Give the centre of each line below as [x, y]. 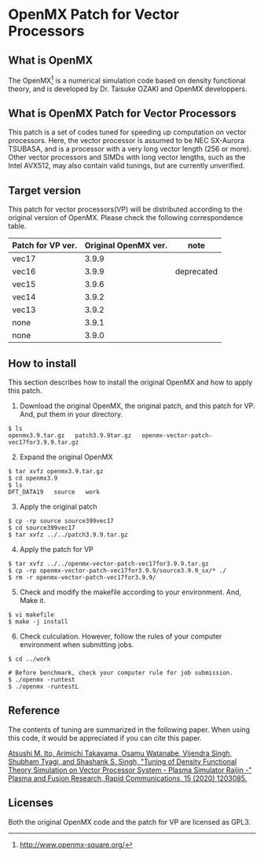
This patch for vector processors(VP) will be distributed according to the [125, 209]
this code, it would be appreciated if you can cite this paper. [105, 737]
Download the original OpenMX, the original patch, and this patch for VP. [137, 406]
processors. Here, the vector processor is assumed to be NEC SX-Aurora [126, 141]
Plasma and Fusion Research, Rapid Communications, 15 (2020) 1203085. [128, 778]
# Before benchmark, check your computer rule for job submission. [121, 673]
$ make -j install [38, 622]
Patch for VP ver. [44, 245]
